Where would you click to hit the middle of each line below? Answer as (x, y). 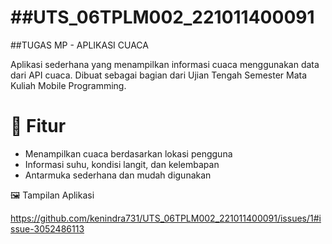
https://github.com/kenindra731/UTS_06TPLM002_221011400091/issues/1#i (166, 218)
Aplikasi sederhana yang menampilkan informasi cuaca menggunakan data (165, 64)
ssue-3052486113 (47, 228)
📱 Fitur (38, 126)
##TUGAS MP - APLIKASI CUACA (79, 45)
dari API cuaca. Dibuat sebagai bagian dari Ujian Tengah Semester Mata (159, 75)
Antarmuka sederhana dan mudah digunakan (118, 175)
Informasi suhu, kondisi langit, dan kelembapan (122, 164)
